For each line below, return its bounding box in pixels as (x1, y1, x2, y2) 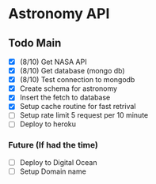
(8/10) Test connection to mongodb (19, 75, 135, 84)
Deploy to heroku (19, 119, 77, 129)
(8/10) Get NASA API (19, 57, 87, 66)
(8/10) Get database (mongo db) (19, 66, 125, 76)
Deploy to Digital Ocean (19, 157, 97, 167)
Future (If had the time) (8, 140, 99, 151)
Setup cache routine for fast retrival (19, 102, 136, 111)
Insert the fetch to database (19, 92, 111, 103)
